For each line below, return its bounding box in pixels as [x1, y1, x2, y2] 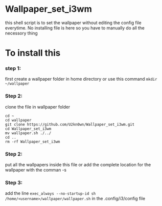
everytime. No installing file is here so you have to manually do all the [5, 25, 145, 30]
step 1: [5, 65, 21, 72]
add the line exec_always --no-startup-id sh [5, 190, 96, 196]
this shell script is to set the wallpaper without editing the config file [5, 20, 142, 26]
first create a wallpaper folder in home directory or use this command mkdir [5, 76, 158, 82]
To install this [5, 48, 61, 59]
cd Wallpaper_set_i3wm [5, 126, 51, 131]
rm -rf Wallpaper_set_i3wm [5, 139, 60, 144]
